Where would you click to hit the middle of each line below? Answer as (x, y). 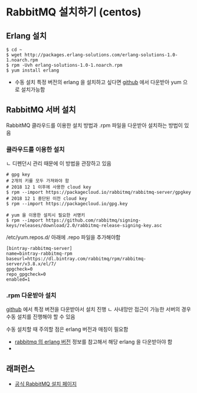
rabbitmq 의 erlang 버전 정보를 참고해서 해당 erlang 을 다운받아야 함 (93, 342)
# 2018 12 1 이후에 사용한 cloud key (49, 187)
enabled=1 (18, 280)
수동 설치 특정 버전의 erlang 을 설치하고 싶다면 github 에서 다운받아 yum (98, 82)
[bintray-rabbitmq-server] (39, 249)
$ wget (14, 55)
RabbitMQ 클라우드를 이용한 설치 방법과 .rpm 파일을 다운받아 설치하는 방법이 (94, 125)
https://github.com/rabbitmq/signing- (93, 220)
